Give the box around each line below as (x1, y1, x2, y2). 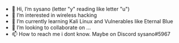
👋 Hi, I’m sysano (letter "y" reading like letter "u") (11, 6, 130, 12)
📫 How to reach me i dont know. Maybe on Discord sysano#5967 (11, 31, 171, 37)
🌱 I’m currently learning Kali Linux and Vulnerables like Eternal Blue (11, 18, 174, 24)
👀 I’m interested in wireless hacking (11, 12, 98, 19)
